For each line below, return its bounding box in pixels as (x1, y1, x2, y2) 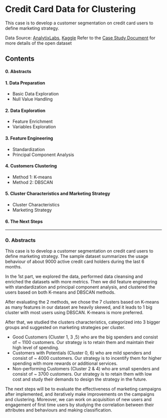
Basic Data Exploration (12, 91, 59, 97)
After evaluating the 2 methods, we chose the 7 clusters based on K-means (5, 299, 160, 305)
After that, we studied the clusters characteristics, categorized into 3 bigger (5, 319, 161, 325)
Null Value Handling (12, 96, 53, 102)
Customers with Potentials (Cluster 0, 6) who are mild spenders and (12, 350, 152, 356)
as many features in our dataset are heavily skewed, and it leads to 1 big (5, 304, 153, 310)
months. (5, 264, 22, 270)
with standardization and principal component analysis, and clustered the (5, 284, 156, 290)
